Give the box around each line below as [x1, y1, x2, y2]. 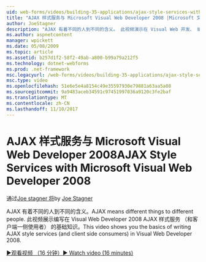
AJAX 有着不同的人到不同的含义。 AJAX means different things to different [6, 208, 194, 215]
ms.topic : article [6, 49, 53, 55]
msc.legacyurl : [6, 72, 45, 78]
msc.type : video [6, 77, 48, 83]
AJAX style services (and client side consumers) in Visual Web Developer [6, 230, 193, 237]
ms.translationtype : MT [6, 94, 67, 101]
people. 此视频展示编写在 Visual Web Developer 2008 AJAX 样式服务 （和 [6, 215, 193, 223]
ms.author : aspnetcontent [6, 32, 72, 38]
